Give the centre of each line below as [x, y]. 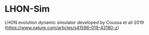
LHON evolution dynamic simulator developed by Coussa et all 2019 [74, 22]
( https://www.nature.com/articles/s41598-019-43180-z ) [62, 27]
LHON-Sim [27, 9]
